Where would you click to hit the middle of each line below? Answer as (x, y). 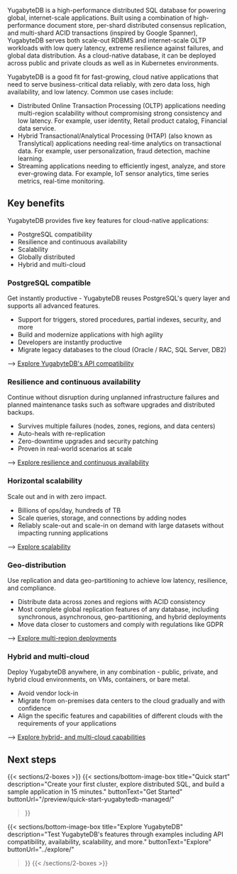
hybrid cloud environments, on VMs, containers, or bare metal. (99, 679)
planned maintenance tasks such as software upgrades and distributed (111, 405)
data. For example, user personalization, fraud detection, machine (114, 151)
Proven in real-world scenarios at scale (75, 449)
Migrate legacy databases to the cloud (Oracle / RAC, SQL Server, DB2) (122, 350)
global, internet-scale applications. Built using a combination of (100, 18)
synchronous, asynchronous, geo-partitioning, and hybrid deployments (122, 617)
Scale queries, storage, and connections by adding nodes (102, 518)
